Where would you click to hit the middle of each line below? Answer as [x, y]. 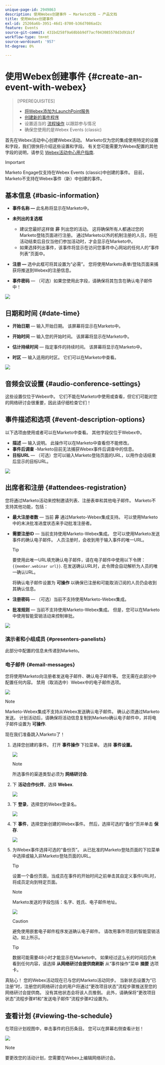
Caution [20, 921]
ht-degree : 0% [20, 46]
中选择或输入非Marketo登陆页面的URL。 [53, 856]
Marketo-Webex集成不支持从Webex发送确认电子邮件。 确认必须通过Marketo [82, 711]
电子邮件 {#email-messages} [40, 664]
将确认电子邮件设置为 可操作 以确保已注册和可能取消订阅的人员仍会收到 [84, 582]
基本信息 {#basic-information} [52, 195]
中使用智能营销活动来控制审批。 [44, 615]
